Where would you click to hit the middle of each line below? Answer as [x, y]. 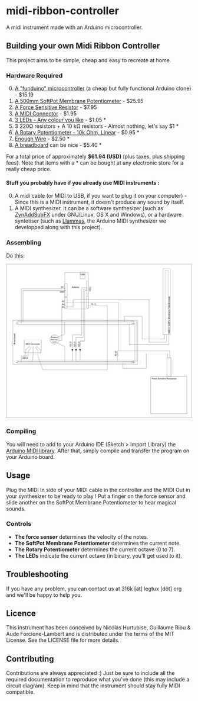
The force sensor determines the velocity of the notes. [81, 536]
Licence [21, 614]
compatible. [21, 692]
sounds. [16, 509]
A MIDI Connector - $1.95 [45, 114]
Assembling [24, 243]
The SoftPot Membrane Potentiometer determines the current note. [98, 543]
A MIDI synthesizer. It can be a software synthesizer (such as [89, 208]
